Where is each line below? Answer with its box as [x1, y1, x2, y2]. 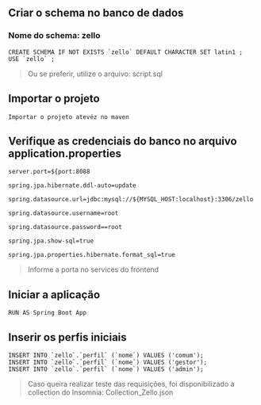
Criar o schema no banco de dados [8, 6, 184, 20]
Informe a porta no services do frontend [27, 265, 159, 274]
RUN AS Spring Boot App [8, 309, 87, 317]
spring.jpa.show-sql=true [8, 237, 94, 245]
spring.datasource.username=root [8, 209, 119, 217]
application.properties [8, 147, 121, 160]
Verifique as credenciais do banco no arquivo [8, 134, 237, 147]
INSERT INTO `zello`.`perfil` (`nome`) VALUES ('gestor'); [8, 358, 208, 366]
